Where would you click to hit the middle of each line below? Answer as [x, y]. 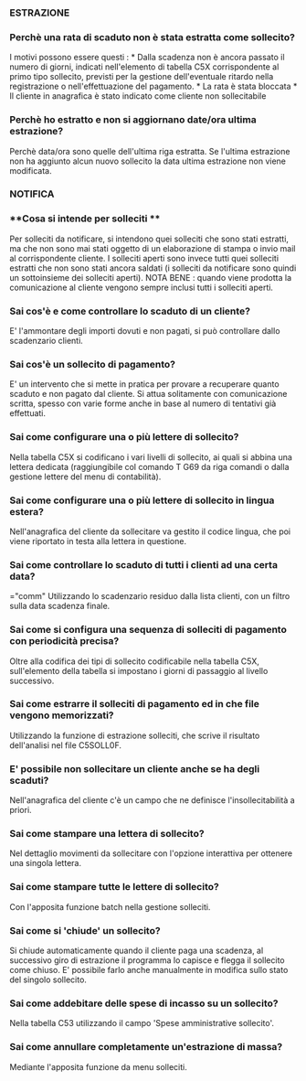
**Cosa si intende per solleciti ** [85, 219]
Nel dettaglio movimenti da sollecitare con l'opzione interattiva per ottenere [151, 853]
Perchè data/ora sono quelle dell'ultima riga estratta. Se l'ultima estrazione [150, 151]
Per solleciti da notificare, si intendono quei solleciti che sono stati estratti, [149, 239]
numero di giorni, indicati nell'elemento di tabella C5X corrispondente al [144, 67]
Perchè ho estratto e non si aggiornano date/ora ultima [133, 120]
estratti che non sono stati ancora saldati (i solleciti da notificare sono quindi [153, 268]
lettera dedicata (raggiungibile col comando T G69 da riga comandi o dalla [149, 466]
